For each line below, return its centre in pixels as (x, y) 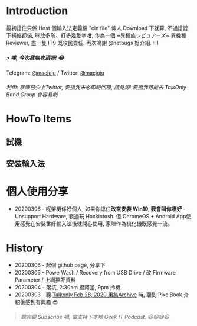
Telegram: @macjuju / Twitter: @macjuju (55, 73)
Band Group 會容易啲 (32, 94)
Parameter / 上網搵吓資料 (45, 280)
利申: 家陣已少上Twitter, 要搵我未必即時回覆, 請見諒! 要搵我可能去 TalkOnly (96, 87)
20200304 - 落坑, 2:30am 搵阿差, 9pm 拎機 (68, 288)
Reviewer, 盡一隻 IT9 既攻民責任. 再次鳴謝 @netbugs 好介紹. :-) (83, 43)
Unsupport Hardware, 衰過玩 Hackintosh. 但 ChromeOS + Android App (100, 217)
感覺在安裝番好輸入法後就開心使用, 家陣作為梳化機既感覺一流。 (96, 224)
